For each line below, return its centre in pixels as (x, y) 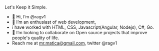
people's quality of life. (35, 38)
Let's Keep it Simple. (26, 7)
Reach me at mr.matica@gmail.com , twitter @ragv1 (64, 43)
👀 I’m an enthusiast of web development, (54, 22)
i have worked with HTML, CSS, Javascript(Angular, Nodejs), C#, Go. (83, 27)
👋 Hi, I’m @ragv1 (29, 17)
